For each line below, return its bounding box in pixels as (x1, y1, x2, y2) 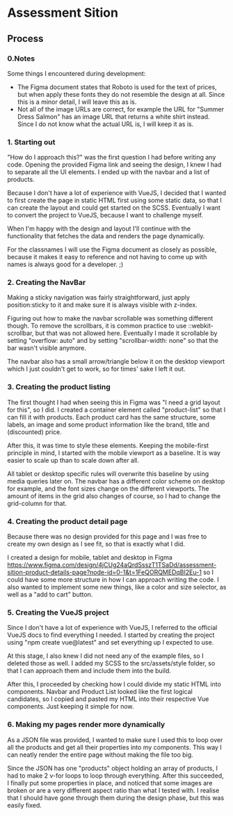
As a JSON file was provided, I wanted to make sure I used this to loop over (7, 735, 223, 744)
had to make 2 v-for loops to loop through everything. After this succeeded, (7, 771, 224, 780)
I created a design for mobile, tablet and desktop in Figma (7, 553, 172, 562)
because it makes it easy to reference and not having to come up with (7, 253, 207, 261)
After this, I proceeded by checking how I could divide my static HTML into (7, 680, 221, 688)
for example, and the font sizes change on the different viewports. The (7, 484, 209, 493)
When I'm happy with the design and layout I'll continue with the (7, 224, 191, 233)
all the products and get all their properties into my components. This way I (7, 743, 223, 751)
